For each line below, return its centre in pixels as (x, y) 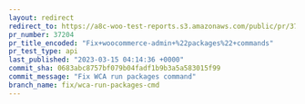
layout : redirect (41, 18)
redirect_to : (33, 26)
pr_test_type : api (43, 52)
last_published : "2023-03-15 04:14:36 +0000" (96, 60)
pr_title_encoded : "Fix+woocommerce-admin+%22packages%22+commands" (141, 43)
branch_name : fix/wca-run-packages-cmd (84, 85)
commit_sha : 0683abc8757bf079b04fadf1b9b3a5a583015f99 (115, 69)
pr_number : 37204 (41, 34)
